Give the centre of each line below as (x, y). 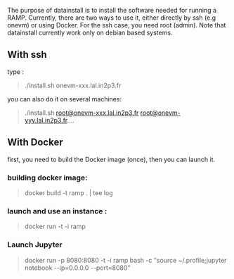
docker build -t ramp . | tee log (69, 192)
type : (16, 72)
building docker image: (47, 178)
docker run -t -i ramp (55, 227)
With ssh (27, 55)
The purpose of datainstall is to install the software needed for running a (112, 10)
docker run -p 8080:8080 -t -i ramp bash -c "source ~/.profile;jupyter (125, 260)
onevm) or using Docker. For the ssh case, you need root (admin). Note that (117, 25)
